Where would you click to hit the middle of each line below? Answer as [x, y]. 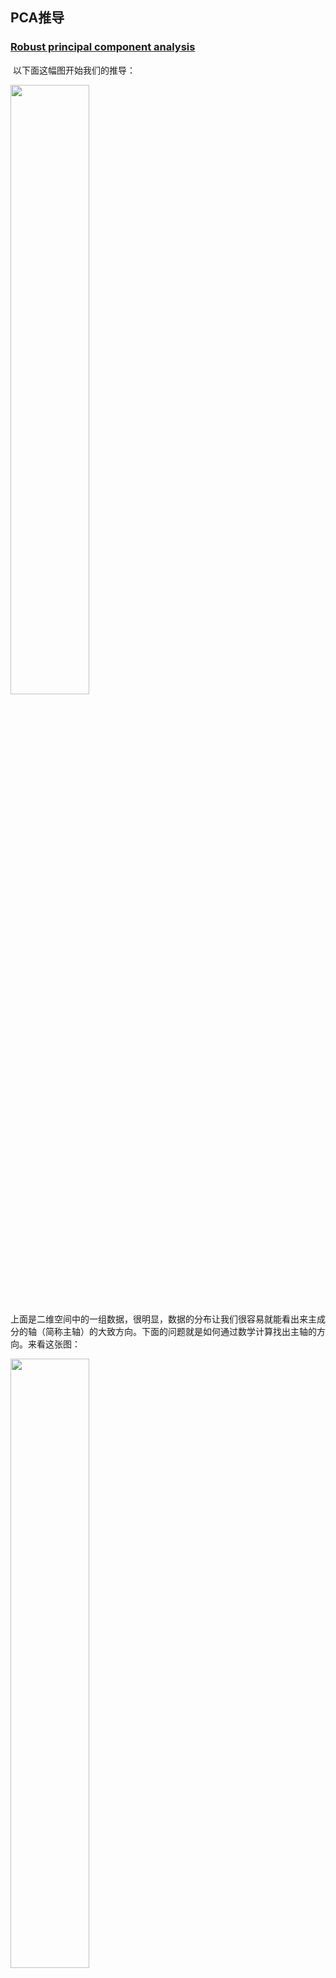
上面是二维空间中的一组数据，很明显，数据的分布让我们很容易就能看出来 [159, 1319]
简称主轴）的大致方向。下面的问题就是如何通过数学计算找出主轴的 [180, 1331]
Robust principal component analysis [103, 47]
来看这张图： [54, 1344]
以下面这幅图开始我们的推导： [74, 70]
